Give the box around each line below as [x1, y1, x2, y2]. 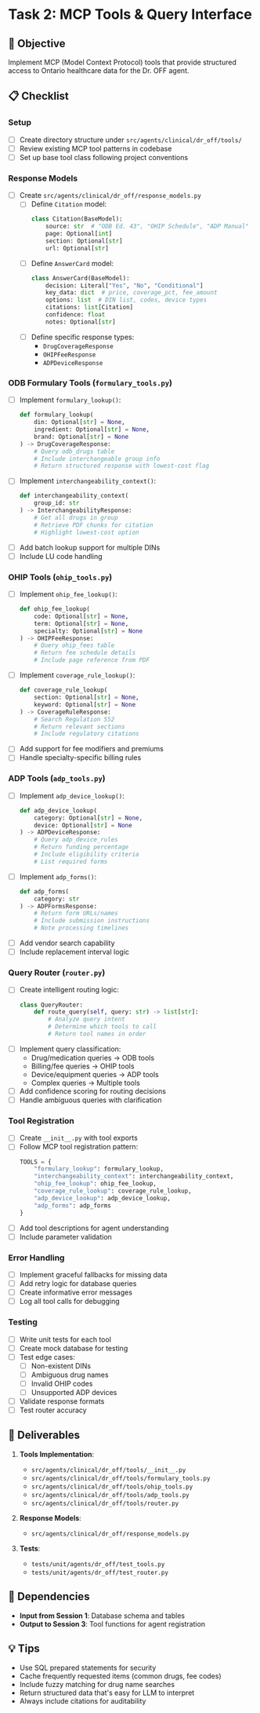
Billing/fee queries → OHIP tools [31, 1061, 135, 1071]
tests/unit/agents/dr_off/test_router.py [31, 1569, 168, 1576]
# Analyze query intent [48, 1015, 125, 1024]
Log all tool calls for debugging [19, 1297, 120, 1306]
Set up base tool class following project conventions [19, 152, 189, 162]
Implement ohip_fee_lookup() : [19, 590, 117, 599]
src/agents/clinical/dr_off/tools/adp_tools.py [31, 1491, 190, 1499]
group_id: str [34, 499, 80, 507]
